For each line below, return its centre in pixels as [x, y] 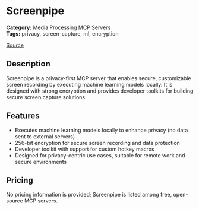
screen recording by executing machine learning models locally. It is [89, 84]
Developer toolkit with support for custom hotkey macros [84, 149]
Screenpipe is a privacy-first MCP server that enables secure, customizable [99, 78]
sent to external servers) [45, 136]
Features [23, 116]
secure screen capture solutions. [47, 97]
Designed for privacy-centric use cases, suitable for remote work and [100, 155]
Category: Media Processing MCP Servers [59, 27]
